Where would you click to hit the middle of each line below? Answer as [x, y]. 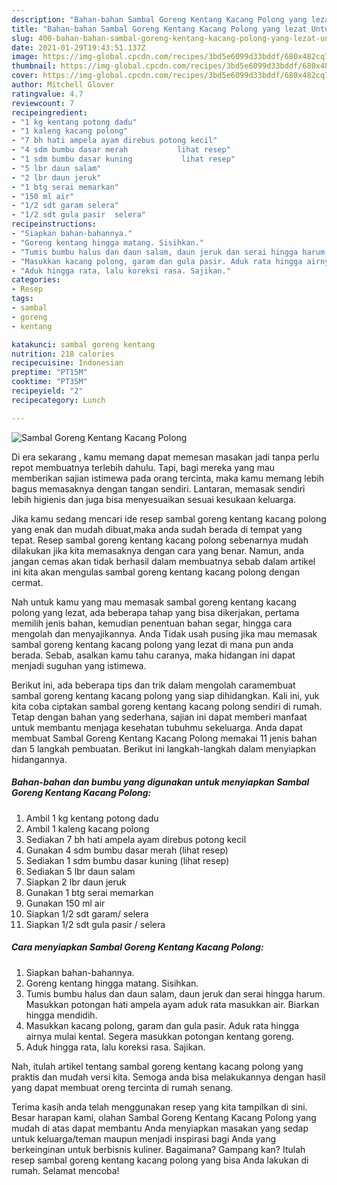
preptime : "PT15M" [49, 372]
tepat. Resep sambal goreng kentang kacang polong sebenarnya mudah [160, 540]
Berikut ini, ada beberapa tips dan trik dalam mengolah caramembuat [153, 685]
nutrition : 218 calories [63, 354]
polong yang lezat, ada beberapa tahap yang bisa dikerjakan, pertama [155, 612]
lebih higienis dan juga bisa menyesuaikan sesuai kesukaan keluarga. [154, 499]
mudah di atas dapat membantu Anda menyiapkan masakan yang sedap [160, 1128]
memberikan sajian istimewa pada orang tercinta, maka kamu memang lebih [168, 478]
